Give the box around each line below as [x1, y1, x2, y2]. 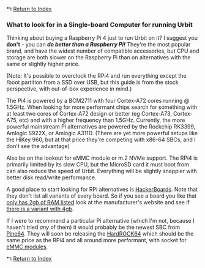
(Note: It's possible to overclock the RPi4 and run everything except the [6, 72, 187, 80]
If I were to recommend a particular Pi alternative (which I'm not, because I [6, 217, 195, 225]
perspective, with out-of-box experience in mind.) [6, 85, 132, 92]
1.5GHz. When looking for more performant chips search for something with [6, 103, 198, 111]
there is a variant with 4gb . [6, 205, 74, 213]
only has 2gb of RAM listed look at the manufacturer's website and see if [6, 199, 190, 206]
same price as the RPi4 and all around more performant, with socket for [6, 237, 187, 244]
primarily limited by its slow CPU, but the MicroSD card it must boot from [6, 161, 190, 168]
